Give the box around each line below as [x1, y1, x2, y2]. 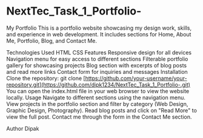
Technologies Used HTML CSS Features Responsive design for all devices [6, 48, 192, 56]
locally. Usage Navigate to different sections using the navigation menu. [6, 94, 186, 101]
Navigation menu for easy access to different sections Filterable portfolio [6, 55, 188, 62]
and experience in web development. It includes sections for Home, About [6, 30, 191, 38]
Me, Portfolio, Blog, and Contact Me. [6, 37, 97, 44]
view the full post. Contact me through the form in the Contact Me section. [6, 113, 192, 120]
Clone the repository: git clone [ [6, 74, 86, 82]
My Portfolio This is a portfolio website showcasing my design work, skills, [6, 24, 192, 31]
